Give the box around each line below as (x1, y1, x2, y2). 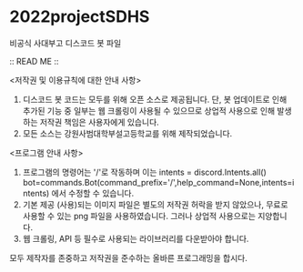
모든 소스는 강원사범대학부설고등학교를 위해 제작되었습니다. (22, 127, 233, 138)
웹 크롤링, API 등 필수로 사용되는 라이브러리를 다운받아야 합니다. (22, 233, 249, 244)
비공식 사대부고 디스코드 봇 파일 (9, 37, 122, 48)
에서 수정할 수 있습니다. (51, 187, 135, 198)
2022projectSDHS (9, 6, 150, 27)
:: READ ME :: (9, 55, 59, 66)
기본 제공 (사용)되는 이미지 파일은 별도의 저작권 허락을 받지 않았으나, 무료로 (22, 198, 288, 210)
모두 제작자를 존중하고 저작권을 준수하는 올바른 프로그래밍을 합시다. (9, 252, 247, 263)
